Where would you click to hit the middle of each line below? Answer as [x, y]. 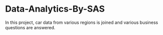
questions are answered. [30, 27]
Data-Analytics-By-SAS [55, 9]
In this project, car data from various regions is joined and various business [81, 22]
